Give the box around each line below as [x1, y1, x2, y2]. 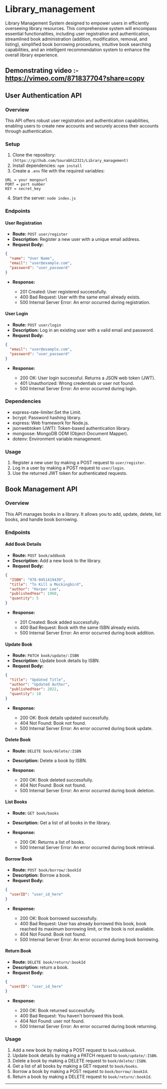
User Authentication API [5, 91, 82, 99]
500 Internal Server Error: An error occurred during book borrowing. [19, 936, 160, 943]
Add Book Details [5, 541, 42, 547]
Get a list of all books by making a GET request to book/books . [12, 1063, 139, 1069]
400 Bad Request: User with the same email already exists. [19, 294, 141, 300]
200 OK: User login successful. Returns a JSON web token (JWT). [19, 375, 156, 381]
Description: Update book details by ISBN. [12, 658, 100, 664]
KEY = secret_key [5, 186, 41, 191]
